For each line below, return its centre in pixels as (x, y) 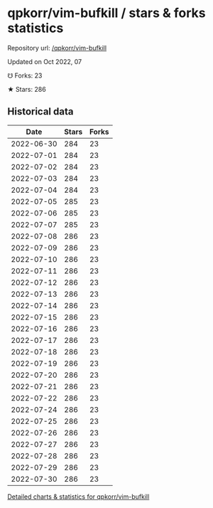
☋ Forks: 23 (25, 75)
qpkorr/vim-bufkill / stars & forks (106, 13)
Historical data (40, 112)
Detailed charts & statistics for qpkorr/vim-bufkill (78, 497)
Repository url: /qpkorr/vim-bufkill (57, 48)
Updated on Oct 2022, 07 (45, 61)
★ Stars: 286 (27, 89)
